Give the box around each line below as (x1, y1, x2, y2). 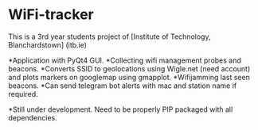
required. (8, 89, 38, 98)
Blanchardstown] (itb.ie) (8, 40, 88, 49)
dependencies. (8, 113, 57, 122)
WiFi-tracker (8, 6, 94, 24)
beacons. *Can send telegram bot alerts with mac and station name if (8, 81, 237, 90)
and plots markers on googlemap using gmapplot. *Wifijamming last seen (8, 72, 251, 82)
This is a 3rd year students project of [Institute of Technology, (8, 32, 211, 41)
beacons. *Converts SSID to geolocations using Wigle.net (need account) (8, 63, 251, 73)
